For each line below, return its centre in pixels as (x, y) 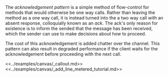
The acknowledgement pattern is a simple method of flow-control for (77, 7)
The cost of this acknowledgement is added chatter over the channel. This (82, 43)
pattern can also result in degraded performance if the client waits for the (81, 49)
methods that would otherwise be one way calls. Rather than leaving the (80, 12)
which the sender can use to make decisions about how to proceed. (76, 34)
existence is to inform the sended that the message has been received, (79, 28)
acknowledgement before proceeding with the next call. (63, 54)
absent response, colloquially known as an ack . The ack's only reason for (81, 23)
